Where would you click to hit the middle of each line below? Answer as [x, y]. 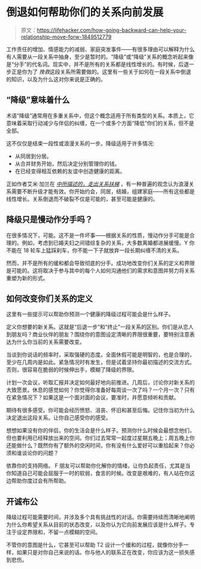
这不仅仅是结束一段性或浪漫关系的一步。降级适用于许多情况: [80, 143]
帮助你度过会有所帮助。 [40, 481]
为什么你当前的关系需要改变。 [48, 342]
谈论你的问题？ [40, 453]
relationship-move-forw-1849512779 [66, 37]
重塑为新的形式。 [27, 278]
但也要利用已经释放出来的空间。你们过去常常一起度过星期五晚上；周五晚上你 [100, 438]
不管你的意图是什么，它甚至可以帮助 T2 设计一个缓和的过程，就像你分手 [95, 545]
